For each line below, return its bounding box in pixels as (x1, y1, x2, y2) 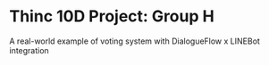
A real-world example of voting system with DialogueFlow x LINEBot (9, 36, 261, 46)
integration (9, 45, 49, 55)
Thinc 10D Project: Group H (9, 6, 214, 27)
